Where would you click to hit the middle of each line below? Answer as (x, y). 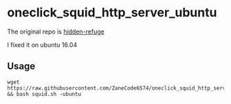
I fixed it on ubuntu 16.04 (42, 44)
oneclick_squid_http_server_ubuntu (112, 13)
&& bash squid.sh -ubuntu (44, 94)
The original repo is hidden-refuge (56, 31)
